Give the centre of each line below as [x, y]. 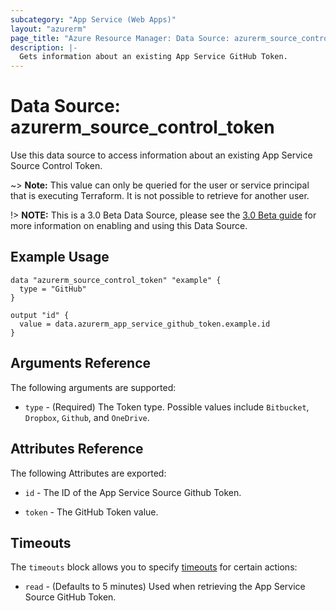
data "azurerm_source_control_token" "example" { [116, 280]
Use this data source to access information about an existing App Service [161, 155]
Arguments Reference [81, 363]
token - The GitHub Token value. [91, 512]
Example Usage [60, 257]
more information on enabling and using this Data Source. [129, 226]
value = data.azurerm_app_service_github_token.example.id [145, 324]
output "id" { [40, 315]
